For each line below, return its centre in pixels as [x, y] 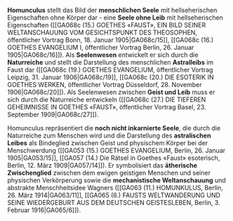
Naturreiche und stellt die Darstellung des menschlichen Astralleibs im [111, 62]
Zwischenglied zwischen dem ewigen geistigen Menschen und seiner [109, 173]
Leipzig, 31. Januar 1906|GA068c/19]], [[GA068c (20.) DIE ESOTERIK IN [111, 77]
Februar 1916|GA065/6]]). [44, 210]
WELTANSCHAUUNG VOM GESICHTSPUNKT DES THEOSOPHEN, [102, 32]
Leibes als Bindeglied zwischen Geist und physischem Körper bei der [108, 143]
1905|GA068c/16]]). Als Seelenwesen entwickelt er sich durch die [103, 55]
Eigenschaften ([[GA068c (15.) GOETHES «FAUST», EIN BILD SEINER [107, 25]
